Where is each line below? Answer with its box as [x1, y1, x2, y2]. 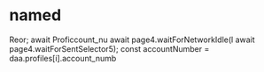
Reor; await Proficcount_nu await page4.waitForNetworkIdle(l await [9, 34, 255, 45]
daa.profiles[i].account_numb [9, 53, 117, 63]
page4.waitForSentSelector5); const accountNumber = [9, 43, 210, 54]
